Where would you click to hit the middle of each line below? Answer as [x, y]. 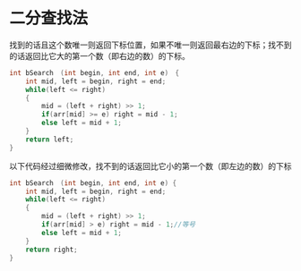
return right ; [52, 250]
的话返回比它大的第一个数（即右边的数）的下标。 [99, 55]
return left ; [50, 140]
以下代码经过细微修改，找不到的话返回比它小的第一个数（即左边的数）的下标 [150, 165]
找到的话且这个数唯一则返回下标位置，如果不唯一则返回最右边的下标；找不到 [150, 45]
